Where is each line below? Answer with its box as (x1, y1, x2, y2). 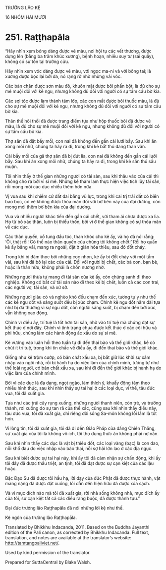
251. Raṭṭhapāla (5, 32, 70, 43)
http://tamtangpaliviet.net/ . (5, 540, 60, 546)
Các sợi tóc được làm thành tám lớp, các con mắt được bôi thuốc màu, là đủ (5, 98, 160, 104)
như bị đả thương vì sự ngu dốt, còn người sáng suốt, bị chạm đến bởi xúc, (5, 304, 157, 310)
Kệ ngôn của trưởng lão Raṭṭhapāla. (5, 514, 77, 520)
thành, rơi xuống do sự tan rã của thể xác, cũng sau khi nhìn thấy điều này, (5, 405, 158, 411)
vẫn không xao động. (5, 310, 49, 316)
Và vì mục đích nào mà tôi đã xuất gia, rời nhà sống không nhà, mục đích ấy (5, 490, 160, 496)
